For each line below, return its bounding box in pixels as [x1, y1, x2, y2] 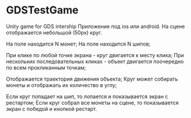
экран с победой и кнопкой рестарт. [6, 105, 98, 112]
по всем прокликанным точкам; [6, 64, 86, 71]
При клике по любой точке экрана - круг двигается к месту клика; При [6, 51, 184, 58]
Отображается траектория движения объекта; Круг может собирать [6, 75, 178, 82]
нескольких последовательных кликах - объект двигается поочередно [6, 58, 184, 65]
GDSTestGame [6, 4, 79, 17]
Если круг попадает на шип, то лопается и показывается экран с [6, 93, 168, 100]
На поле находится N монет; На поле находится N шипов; [6, 40, 151, 47]
